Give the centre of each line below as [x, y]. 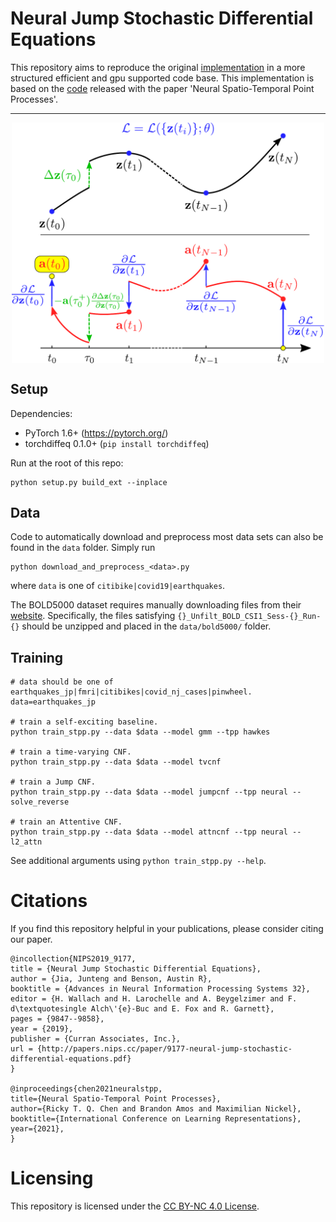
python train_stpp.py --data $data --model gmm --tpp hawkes [140, 732]
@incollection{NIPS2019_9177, [73, 959]
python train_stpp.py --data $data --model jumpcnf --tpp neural [149, 792]
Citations [49, 901]
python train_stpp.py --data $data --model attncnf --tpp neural [149, 832]
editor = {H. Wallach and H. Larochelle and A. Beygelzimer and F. [154, 999]
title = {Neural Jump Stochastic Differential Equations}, [136, 969]
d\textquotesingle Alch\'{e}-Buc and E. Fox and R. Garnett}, [142, 1009]
